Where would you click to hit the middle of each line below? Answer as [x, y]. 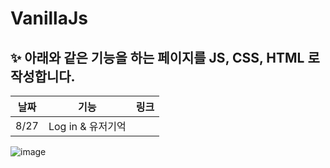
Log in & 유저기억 [87, 126]
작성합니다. [43, 76]
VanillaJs [49, 18]
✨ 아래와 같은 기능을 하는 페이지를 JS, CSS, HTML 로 [165, 57]
